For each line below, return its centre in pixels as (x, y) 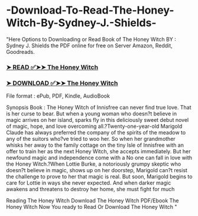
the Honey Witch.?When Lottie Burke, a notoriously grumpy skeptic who (94, 164)
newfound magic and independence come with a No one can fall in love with (99, 158)
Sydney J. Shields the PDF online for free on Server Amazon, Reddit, (89, 46)
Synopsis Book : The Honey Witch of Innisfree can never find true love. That (99, 108)
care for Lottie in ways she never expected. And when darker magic (89, 183)
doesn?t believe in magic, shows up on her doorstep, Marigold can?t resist (97, 170)
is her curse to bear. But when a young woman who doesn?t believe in (92, 114)
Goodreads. (20, 51)
